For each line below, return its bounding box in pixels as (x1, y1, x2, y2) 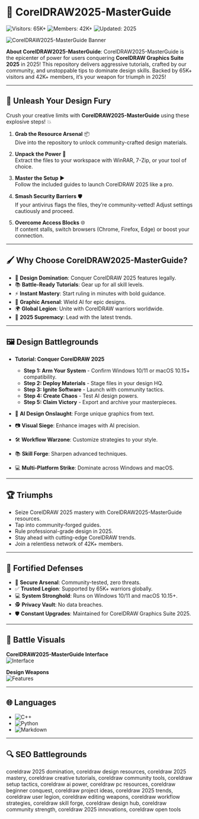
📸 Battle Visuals (6, 635, 66, 645)
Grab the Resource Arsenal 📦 (14, 130, 90, 137)
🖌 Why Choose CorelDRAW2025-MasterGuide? (6, 255, 188, 266)
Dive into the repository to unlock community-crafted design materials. (14, 139, 188, 146)
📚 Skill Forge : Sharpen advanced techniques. (14, 450, 127, 458)
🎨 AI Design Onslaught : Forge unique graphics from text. (14, 410, 155, 417)
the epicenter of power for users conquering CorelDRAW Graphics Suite (6, 54, 184, 61)
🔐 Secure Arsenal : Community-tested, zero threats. (14, 579, 141, 586)
